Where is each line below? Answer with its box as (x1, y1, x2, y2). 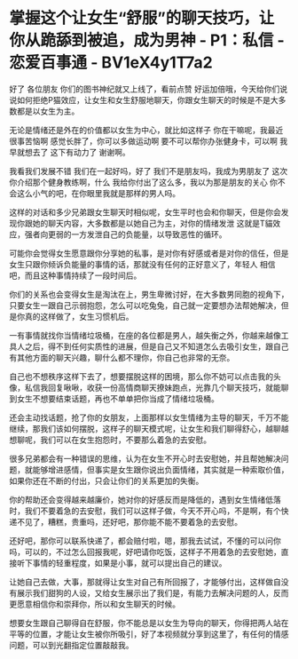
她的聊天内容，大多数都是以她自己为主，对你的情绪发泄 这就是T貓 (32, 218, 273, 228)
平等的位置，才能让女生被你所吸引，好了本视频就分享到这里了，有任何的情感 (9, 628, 289, 639)
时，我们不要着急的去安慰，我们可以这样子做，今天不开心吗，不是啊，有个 (9, 505, 281, 516)
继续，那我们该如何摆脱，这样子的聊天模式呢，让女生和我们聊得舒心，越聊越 (9, 423, 289, 433)
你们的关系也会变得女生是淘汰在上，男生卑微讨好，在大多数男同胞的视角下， (9, 289, 289, 299)
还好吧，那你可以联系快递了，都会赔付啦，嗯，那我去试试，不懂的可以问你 (9, 535, 281, 546)
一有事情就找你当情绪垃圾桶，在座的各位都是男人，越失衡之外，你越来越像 (9, 329, 281, 340)
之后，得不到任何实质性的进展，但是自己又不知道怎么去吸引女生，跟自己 (24, 341, 289, 352)
